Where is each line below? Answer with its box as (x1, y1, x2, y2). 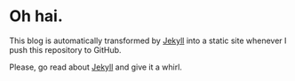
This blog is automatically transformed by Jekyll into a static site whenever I (9, 35, 287, 46)
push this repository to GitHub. (9, 44, 122, 55)
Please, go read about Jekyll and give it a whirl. (9, 62, 182, 72)
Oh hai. (9, 6, 64, 26)
